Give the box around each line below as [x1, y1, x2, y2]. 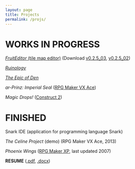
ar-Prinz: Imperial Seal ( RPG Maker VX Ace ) [5, 84, 97, 91]
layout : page [5, 7, 33, 13]
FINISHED [5, 112, 46, 124]
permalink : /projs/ [5, 17, 46, 22]
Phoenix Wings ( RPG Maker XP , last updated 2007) [5, 148, 111, 154]
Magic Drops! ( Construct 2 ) [5, 94, 62, 100]
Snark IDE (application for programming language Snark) [5, 129, 123, 135]
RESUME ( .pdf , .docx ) [5, 158, 50, 164]
